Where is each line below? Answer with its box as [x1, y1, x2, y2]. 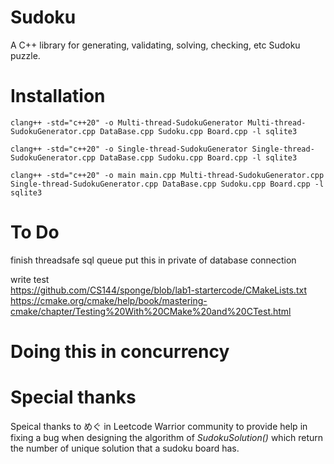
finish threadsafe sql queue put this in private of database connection [10, 254, 297, 266]
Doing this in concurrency [10, 341, 230, 363]
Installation [10, 85, 106, 108]
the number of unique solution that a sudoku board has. [10, 442, 240, 454]
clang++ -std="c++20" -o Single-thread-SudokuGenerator [10, 144, 248, 154]
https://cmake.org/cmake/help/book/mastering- [10, 294, 208, 306]
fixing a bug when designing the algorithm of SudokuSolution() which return [10, 431, 324, 443]
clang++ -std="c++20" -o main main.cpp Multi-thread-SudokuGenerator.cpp [10, 170, 325, 180]
